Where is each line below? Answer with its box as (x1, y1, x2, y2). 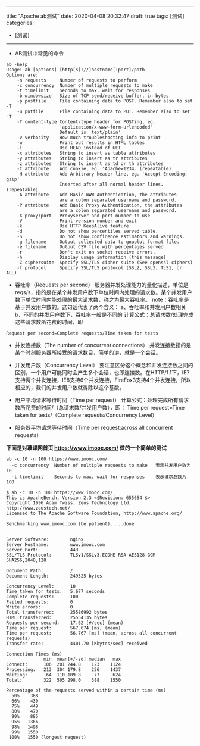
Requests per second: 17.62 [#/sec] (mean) (6, 620, 124, 626)
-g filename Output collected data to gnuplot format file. (17, 239, 180, 245)
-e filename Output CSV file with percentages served (17, 244, 164, 250)
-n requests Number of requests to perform (17, 77, 137, 83)
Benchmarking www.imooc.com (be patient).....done (6, 521, 135, 527)
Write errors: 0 (6, 604, 73, 610)
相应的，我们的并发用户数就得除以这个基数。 (14, 384, 125, 391)
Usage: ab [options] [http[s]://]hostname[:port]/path (6, 67, 145, 73)
